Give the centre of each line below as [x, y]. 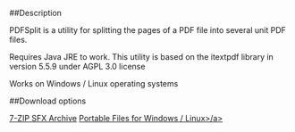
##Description [36, 13]
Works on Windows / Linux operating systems [94, 83]
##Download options [48, 101]
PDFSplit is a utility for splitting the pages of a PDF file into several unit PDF [147, 30]
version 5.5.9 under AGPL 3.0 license [77, 66]
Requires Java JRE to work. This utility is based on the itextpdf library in [142, 57]
